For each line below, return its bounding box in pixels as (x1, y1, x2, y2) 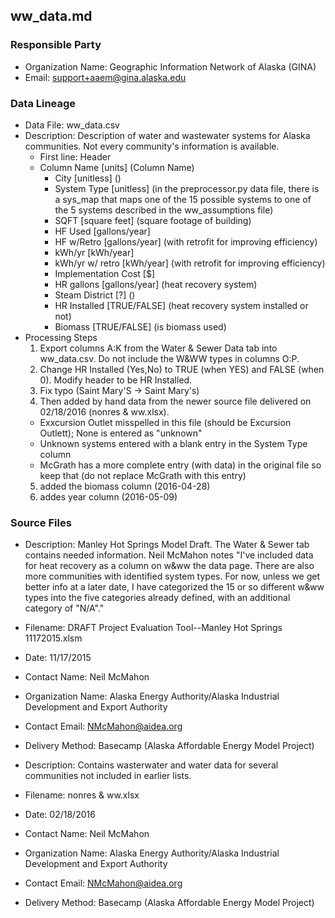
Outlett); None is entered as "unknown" (39, 427, 203, 439)
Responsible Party (10, 38, 102, 52)
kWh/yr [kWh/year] (54, 246, 135, 258)
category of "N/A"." (24, 602, 105, 614)
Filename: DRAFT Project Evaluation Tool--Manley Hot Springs (24, 622, 283, 634)
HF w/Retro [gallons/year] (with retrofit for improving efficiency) (54, 235, 318, 248)
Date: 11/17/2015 (24, 652, 92, 664)
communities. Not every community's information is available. (24, 140, 280, 152)
